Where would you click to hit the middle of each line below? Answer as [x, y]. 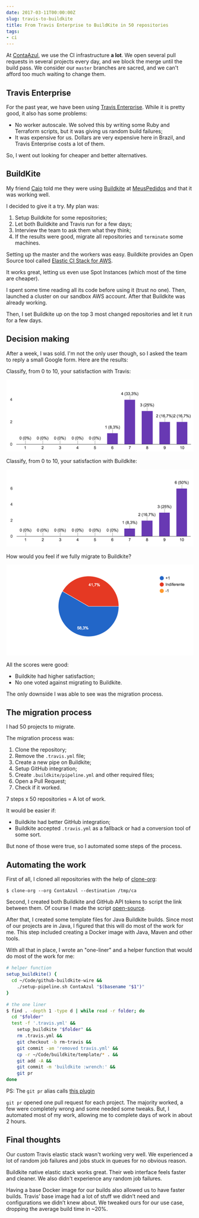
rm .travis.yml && [40, 1036]
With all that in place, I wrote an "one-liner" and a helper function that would [99, 950]
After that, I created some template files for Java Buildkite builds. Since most [100, 919]
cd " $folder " [28, 1017]
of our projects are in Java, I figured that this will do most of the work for [95, 926]
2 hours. [16, 1121]
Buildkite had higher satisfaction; [55, 676]
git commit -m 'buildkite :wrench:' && [66, 1067]
